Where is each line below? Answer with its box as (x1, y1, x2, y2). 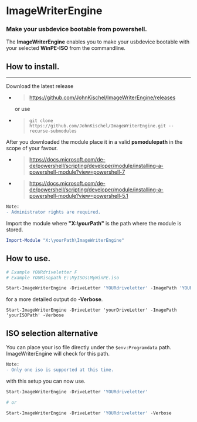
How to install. (6, 62, 60, 72)
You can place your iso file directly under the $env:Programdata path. (6, 344, 172, 351)
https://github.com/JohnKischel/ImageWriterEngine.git (29, 123, 166, 129)
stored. (6, 226, 23, 233)
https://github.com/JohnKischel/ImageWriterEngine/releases (29, 94, 176, 101)
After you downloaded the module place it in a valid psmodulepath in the (6, 139, 183, 146)
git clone (29, 118, 54, 124)
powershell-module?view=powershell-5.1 (29, 193, 128, 200)
